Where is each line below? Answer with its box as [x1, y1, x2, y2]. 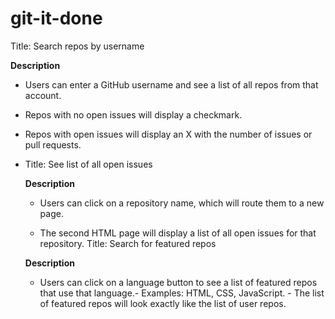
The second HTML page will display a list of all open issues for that [39, 227, 317, 239]
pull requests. [24, 138, 82, 151]
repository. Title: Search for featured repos [39, 237, 217, 249]
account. [24, 89, 62, 101]
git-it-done [10, 7, 103, 30]
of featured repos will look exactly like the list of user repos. [39, 297, 287, 309]
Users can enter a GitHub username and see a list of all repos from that [24, 78, 319, 91]
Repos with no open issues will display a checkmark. [24, 108, 243, 121]
